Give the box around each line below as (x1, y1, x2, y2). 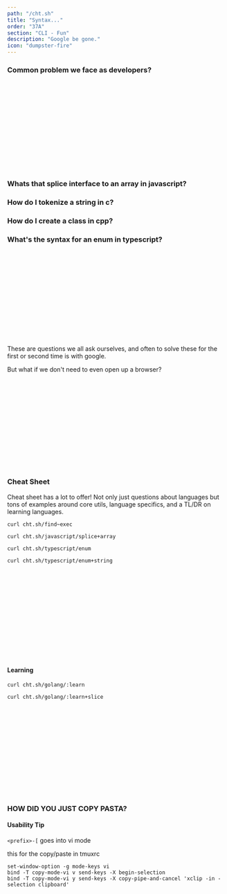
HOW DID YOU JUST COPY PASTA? (7, 803, 127, 813)
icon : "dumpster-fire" (7, 42, 73, 49)
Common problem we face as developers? (7, 65, 152, 75)
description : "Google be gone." (7, 36, 100, 43)
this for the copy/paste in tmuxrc (7, 849, 100, 858)
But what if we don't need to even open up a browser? (7, 365, 162, 374)
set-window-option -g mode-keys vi (7, 863, 110, 870)
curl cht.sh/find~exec (7, 520, 73, 528)
